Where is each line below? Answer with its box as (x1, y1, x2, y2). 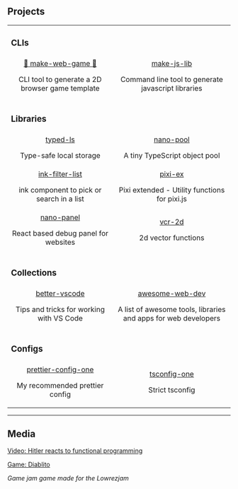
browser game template (21, 83, 101, 93)
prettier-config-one (26, 364, 94, 374)
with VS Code (38, 313, 84, 323)
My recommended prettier (16, 380, 104, 390)
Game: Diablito (7, 460, 51, 469)
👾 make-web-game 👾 (23, 58, 97, 68)
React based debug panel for (11, 228, 108, 238)
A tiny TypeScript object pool (123, 150, 220, 160)
